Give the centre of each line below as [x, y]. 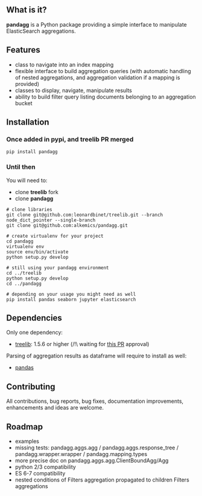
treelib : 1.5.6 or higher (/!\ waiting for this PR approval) [82, 344]
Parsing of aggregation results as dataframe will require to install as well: [96, 356]
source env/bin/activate [37, 252]
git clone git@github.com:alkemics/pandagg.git [67, 225]
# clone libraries [29, 209]
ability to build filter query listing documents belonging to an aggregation [105, 97]
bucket [24, 103]
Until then [21, 167]
